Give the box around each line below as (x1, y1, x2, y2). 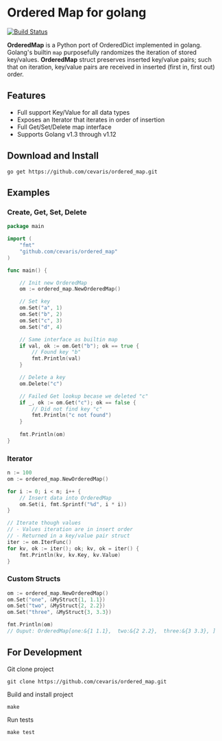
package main (7, 223, 45, 230)
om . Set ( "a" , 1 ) (19, 304, 63, 312)
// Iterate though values (7, 520, 81, 527)
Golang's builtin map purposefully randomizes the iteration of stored (7, 48, 197, 56)
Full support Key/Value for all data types (16, 108, 130, 116)
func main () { (7, 266, 48, 274)
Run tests (7, 716, 34, 724)
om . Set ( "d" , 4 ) (19, 323, 63, 330)
